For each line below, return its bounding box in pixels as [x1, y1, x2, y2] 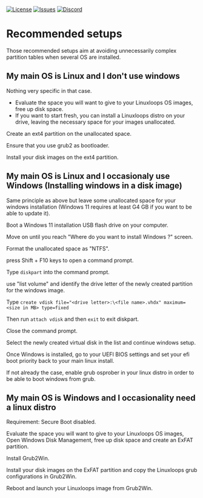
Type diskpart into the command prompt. [6, 268, 110, 275]
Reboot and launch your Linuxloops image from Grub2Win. [6, 485, 153, 492]
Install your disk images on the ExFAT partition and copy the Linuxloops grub [6, 466, 198, 474]
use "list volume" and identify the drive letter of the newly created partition [6, 280, 193, 288]
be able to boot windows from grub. [6, 375, 96, 382]
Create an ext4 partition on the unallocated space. [6, 130, 132, 137]
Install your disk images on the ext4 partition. [6, 153, 119, 161]
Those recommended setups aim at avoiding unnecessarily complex [6, 47, 177, 54]
